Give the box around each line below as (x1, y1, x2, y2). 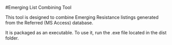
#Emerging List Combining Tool (5, 5, 72, 10)
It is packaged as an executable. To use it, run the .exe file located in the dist (5, 30, 167, 35)
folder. (5, 35, 19, 41)
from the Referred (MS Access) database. (5, 20, 94, 26)
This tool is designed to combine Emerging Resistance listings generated (5, 14, 159, 20)
